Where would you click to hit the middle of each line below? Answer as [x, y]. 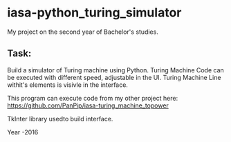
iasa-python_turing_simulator [94, 13]
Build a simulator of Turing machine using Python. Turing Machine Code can [116, 70]
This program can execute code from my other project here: [93, 98]
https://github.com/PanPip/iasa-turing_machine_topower [88, 105]
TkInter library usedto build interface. [60, 119]
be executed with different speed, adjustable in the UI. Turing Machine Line [114, 77]
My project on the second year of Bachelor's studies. [83, 32]
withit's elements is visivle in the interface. [67, 85]
